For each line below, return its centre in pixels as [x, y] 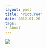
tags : [11, 23]
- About [13, 28]
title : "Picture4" [24, 14]
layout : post [18, 10]
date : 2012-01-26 [23, 19]
